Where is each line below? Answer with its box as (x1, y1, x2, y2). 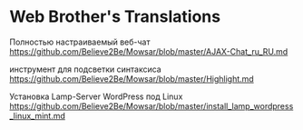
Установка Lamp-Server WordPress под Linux (9, 91, 183, 102)
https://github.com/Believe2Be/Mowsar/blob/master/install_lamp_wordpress (9, 100, 294, 111)
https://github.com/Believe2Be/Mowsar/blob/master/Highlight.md (9, 73, 254, 84)
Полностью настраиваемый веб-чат (9, 36, 151, 47)
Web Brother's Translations (9, 6, 220, 27)
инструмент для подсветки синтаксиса (9, 64, 161, 75)
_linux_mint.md (9, 110, 66, 121)
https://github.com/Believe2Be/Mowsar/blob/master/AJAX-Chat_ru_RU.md (9, 45, 288, 56)
